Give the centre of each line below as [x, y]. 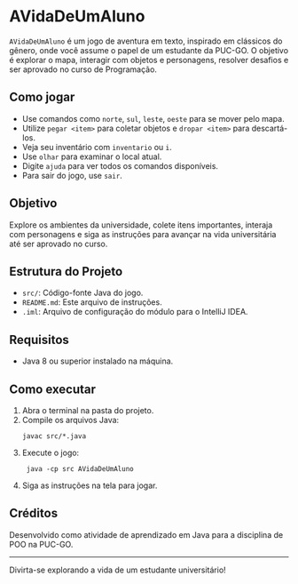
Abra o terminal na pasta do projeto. [88, 410]
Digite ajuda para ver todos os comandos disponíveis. [120, 165]
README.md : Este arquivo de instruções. [92, 302]
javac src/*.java [54, 436]
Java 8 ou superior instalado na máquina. [98, 361]
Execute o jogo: [51, 452]
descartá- [270, 128]
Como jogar [42, 97]
